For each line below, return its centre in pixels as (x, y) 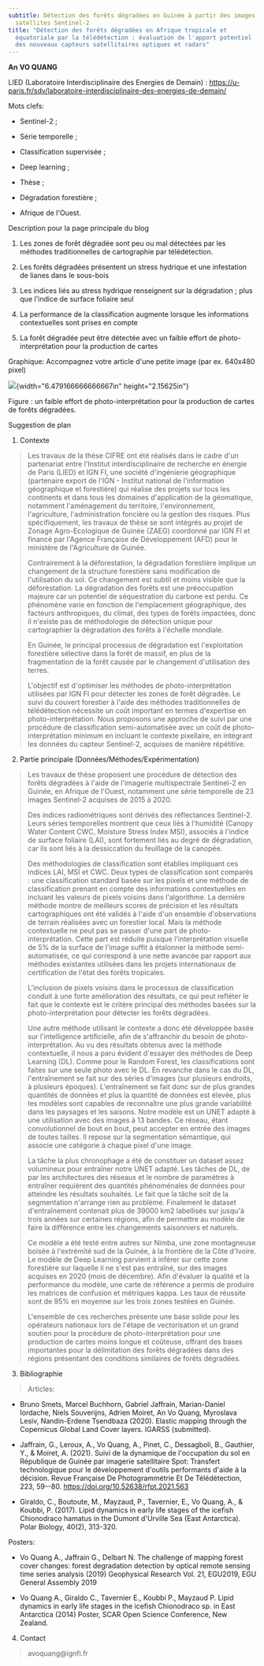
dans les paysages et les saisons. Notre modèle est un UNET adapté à (141, 1112)
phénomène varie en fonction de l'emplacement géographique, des (137, 605)
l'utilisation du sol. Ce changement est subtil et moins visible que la (136, 580)
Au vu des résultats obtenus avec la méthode (149, 1045)
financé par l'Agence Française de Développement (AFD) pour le (132, 540)
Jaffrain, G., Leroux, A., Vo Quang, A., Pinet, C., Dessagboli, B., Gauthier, (137, 1445)
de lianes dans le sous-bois (64, 276)
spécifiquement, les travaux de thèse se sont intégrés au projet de (135, 523)
